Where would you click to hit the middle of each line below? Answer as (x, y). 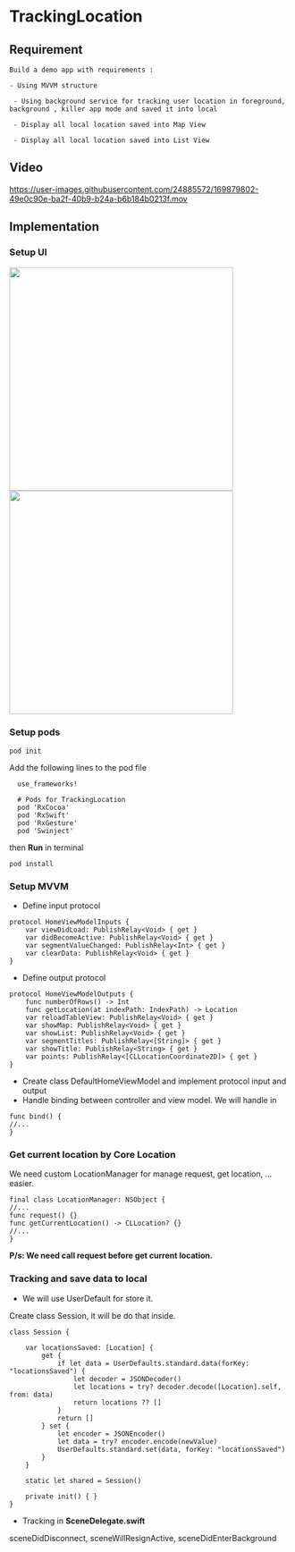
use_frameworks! (47, 784)
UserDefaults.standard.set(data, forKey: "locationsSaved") (171, 1449)
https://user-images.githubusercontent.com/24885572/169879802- (134, 189)
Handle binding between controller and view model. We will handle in (149, 1101)
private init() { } (62, 1496)
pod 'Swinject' (46, 831)
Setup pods (35, 732)
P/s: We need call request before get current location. (111, 1256)
